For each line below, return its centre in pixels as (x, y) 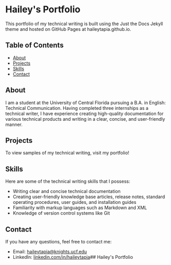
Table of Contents (35, 45)
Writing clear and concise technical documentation (66, 192)
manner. (14, 124)
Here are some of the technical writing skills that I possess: (68, 181)
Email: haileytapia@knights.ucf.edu (50, 252)
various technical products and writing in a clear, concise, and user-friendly (85, 119)
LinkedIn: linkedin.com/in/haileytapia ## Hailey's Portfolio (73, 257)
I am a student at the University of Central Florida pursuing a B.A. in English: (85, 102)
